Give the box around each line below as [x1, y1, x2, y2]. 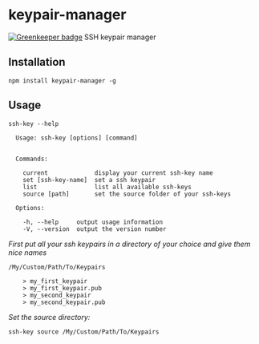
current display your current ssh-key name [22, 168, 214, 177]
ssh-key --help [8, 119, 59, 127]
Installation [8, 55, 66, 69]
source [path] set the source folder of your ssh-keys [22, 190, 231, 198]
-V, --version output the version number [22, 225, 167, 233]
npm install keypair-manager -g [8, 76, 116, 85]
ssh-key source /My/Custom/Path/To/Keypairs [8, 327, 160, 336]
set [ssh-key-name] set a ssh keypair [22, 176, 156, 184]
